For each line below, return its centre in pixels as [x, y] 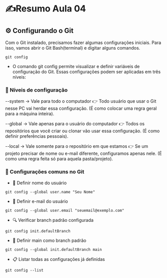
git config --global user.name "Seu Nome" [50, 192]
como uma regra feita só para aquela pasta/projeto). [59, 159]
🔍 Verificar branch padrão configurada [53, 220]
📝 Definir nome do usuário [39, 183]
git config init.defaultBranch [38, 231]
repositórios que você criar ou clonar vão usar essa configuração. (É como [82, 131]
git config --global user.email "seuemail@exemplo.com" [65, 210]
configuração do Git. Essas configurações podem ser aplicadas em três [87, 72]
